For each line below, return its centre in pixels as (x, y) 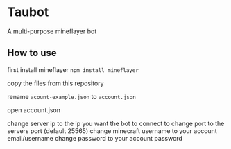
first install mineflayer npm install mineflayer (73, 69)
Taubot (28, 12)
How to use (32, 53)
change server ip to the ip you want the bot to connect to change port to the (116, 123)
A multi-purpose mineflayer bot (52, 31)
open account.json (34, 110)
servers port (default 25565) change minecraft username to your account (112, 131)
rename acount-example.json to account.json (72, 96)
